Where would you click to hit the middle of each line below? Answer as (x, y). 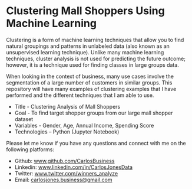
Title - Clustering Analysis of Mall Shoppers (67, 106)
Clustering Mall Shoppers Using (85, 11)
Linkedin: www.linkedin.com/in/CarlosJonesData (74, 167)
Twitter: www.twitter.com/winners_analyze (66, 173)
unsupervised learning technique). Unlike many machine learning (85, 52)
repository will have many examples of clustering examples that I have (91, 89)
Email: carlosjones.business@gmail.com (63, 180)
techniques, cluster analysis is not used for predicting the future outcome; (96, 58)
